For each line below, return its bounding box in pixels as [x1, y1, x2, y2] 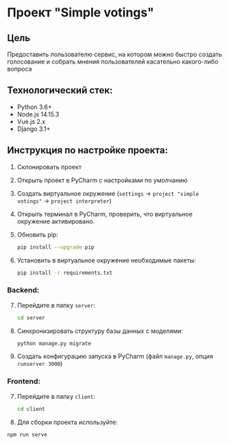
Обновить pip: [16, 230, 58, 238]
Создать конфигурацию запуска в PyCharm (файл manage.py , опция [16, 352, 214, 360]
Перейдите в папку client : [16, 392, 96, 400]
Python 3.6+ [16, 103, 53, 111]
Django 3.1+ [16, 125, 51, 133]
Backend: [7, 286, 40, 295]
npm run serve [7, 431, 48, 438]
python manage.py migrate [16, 340, 91, 347]
